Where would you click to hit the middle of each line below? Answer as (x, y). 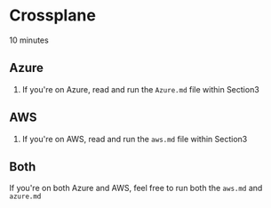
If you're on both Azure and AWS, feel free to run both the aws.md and (136, 188)
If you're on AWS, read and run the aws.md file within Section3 (135, 139)
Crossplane (52, 16)
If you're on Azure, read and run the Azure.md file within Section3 (140, 89)
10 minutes (29, 40)
